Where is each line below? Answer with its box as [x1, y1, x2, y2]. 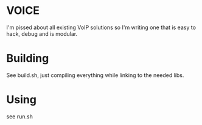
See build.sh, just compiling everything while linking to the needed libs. [6, 71, 184, 79]
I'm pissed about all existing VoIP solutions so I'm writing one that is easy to [6, 24, 197, 31]
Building [6, 52, 49, 66]
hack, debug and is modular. [6, 30, 78, 37]
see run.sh [6, 113, 33, 120]
